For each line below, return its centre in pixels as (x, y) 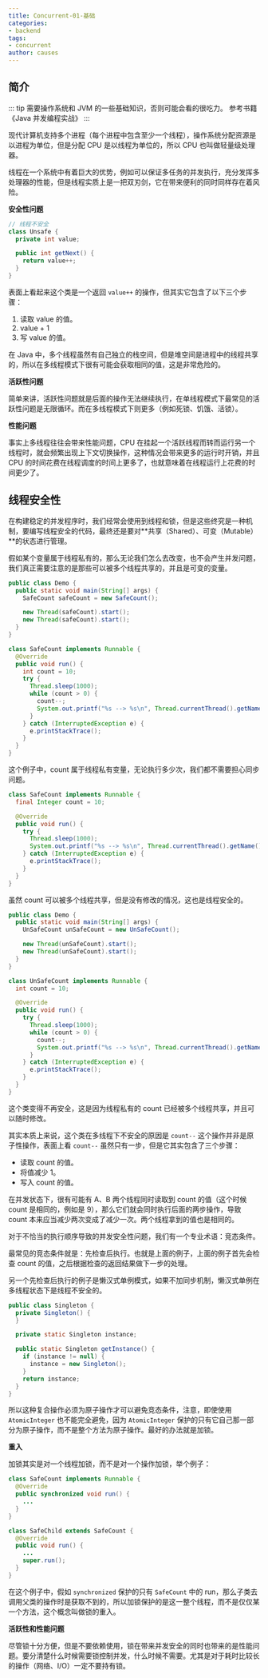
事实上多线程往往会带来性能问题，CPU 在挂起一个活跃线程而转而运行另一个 (132, 442)
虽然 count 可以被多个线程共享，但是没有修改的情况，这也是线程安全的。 (128, 900)
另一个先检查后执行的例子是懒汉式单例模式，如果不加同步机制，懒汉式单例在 (134, 1280)
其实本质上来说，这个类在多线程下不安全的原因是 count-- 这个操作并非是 (128, 1135)
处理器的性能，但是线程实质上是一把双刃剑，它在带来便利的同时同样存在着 (130, 182)
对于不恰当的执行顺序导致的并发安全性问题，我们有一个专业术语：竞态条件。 (134, 1236)
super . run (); (44, 1560)
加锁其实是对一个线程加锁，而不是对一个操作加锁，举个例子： (110, 1464)
